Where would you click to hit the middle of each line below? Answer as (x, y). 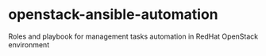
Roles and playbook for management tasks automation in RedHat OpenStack (133, 36)
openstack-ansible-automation (113, 15)
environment (29, 44)
